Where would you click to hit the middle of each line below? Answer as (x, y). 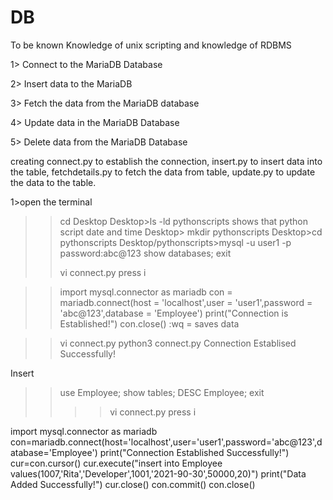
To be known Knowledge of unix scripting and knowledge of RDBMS (151, 45)
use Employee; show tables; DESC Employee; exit (162, 392)
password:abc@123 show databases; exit (145, 253)
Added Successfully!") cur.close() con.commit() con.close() (133, 484)
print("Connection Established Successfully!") (194, 452)
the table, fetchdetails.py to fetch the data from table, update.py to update (163, 172)
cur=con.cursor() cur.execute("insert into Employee (116, 463)
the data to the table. (53, 182)
